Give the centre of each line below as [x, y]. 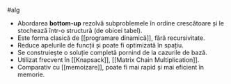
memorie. [31, 74]
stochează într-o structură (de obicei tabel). [80, 31]
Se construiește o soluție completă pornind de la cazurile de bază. [112, 52]
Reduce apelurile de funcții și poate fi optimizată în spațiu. [101, 45]
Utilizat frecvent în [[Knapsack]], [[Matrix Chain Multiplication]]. [108, 60]
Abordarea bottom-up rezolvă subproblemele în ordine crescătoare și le [121, 23]
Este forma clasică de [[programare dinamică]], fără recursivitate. [111, 38]
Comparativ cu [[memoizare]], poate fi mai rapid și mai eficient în [110, 67]
